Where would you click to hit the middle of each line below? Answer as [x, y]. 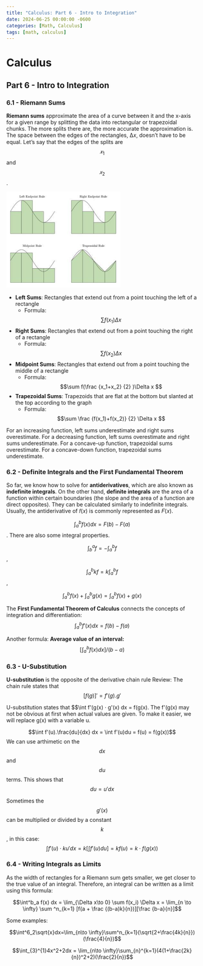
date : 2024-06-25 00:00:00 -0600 [49, 19]
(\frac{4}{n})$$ [102, 939]
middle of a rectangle [42, 371]
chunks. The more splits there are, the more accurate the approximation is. [100, 129]
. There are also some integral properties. [58, 535]
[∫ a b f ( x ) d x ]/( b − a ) [102, 650]
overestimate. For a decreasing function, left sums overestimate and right [98, 437]
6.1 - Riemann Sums [36, 102]
